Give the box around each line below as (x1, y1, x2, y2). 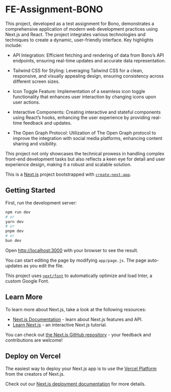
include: (5, 42, 22, 48)
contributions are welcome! (5, 337, 63, 343)
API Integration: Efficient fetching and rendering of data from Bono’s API (12, 52, 164, 58)
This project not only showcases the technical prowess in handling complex (5, 150, 165, 156)
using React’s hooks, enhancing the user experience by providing (12, 114, 151, 121)
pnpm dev (5, 228, 24, 234)
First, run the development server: (5, 199, 77, 205)
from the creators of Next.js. (5, 371, 65, 377)
